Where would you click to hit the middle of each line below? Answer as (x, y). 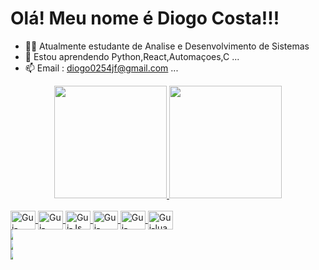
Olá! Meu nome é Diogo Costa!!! (145, 18)
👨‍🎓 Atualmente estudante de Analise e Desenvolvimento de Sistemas (167, 46)
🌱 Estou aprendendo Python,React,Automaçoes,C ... (132, 56)
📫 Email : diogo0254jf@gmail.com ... (101, 68)
